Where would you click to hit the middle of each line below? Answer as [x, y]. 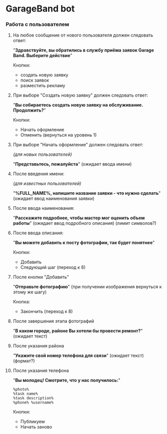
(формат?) [24, 361]
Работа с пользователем [37, 25]
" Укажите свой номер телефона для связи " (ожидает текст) [78, 355]
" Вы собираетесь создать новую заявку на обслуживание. [78, 105]
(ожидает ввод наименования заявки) [53, 199]
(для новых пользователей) [42, 154]
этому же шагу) [30, 292]
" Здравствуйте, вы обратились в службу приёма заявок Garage [83, 50]
